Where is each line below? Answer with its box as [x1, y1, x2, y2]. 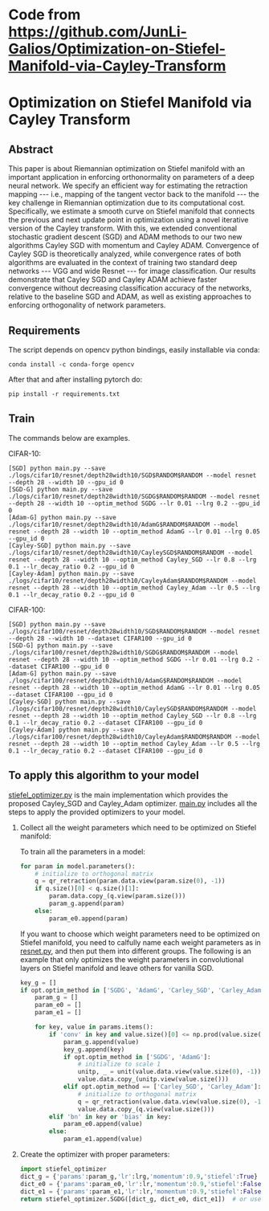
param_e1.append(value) [63, 1135, 143, 1144]
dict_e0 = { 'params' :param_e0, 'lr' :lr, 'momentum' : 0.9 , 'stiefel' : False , [19, 1180, 265, 1188]
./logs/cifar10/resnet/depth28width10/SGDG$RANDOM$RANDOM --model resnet [8, 492, 261, 500]
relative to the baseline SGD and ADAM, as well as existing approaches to [8, 292, 251, 302]
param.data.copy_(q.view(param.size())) [49, 892, 186, 900]
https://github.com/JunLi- [8, 22, 187, 41]
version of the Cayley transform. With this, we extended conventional [8, 223, 238, 234]
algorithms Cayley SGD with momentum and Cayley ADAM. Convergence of [8, 241, 259, 251]
